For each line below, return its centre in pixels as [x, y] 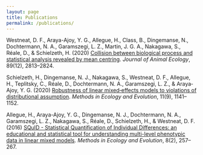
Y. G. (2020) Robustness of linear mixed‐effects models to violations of [108, 90]
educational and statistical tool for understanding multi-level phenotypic [96, 134]
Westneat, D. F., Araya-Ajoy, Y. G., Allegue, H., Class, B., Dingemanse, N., [97, 40]
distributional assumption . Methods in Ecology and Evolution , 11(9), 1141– [97, 96]
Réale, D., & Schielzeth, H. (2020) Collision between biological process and [100, 53]
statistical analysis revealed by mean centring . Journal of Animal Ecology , [98, 59]
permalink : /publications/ [40, 23]
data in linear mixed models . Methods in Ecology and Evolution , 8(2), [92, 141]
